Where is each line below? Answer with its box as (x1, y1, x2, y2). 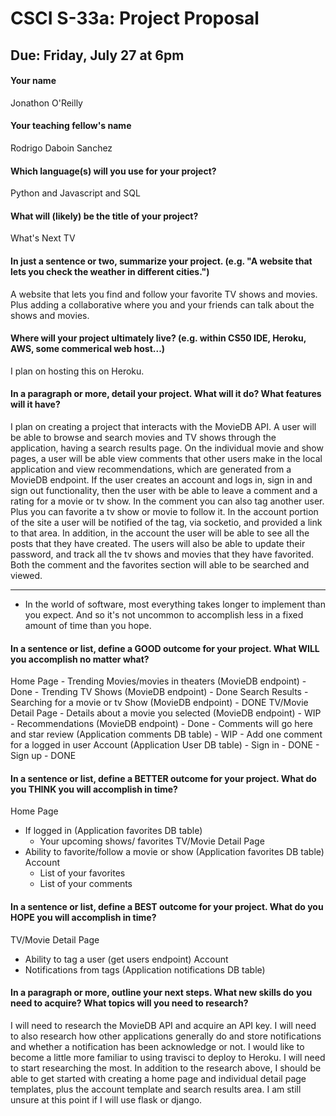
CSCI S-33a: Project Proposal (10, 7, 260, 30)
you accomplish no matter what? (10, 653, 150, 665)
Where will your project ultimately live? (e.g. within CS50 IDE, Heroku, (10, 332, 307, 344)
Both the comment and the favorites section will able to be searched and (10, 559, 310, 571)
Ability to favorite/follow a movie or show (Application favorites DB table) (24, 846, 325, 858)
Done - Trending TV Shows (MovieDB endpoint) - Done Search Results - (10, 686, 309, 698)
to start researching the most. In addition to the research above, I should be (10, 1062, 322, 1074)
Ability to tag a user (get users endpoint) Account (24, 953, 229, 965)
